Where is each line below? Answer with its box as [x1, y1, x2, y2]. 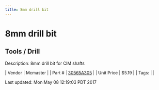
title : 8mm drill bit [5, 7, 49, 12]
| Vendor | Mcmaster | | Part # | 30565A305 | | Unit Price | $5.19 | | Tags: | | [5, 70, 155, 75]
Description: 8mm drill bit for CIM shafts [5, 60, 85, 66]
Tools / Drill [5, 47, 40, 56]
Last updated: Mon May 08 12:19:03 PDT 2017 [5, 79, 97, 85]
